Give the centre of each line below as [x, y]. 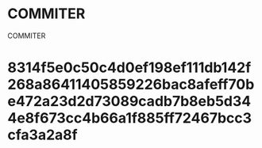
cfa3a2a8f [42, 135]
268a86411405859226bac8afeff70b [131, 85]
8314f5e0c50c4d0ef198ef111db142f [129, 68]
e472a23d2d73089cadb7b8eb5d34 [129, 102]
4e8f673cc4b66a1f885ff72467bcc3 [129, 118]
